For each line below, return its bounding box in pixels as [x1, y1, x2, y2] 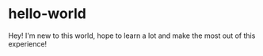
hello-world [8, 5, 87, 23]
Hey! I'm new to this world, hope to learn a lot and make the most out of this [8, 31, 256, 40]
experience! [8, 39, 48, 48]
